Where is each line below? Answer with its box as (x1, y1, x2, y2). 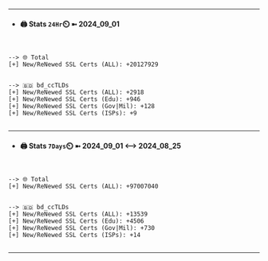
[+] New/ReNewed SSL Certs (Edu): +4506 (8, 217, 145, 225)
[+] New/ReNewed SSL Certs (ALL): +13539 (8, 210, 148, 219)
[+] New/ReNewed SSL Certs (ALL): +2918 (8, 88, 145, 96)
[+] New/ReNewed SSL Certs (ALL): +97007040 (8, 182, 159, 191)
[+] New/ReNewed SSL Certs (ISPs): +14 (8, 232, 141, 240)
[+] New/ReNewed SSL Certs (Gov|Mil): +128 (8, 103, 156, 111)
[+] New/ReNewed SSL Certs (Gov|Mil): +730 (8, 224, 156, 232)
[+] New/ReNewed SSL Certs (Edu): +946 (8, 95, 141, 103)
